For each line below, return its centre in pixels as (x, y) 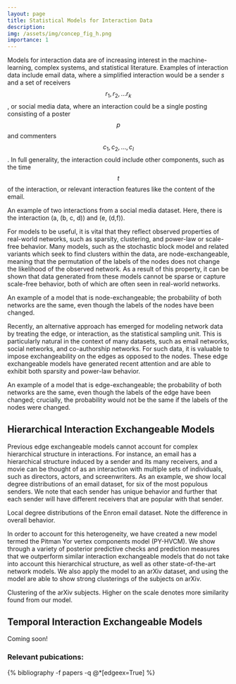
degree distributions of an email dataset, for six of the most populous (107, 484)
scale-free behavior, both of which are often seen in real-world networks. (114, 283)
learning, (20, 68)
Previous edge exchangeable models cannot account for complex (103, 446)
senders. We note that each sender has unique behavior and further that (112, 491)
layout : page (26, 14)
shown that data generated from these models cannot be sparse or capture (117, 276)
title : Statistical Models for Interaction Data (80, 20)
